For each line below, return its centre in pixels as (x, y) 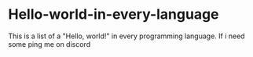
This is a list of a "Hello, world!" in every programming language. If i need (126, 36)
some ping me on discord (49, 44)
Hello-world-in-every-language (114, 14)
